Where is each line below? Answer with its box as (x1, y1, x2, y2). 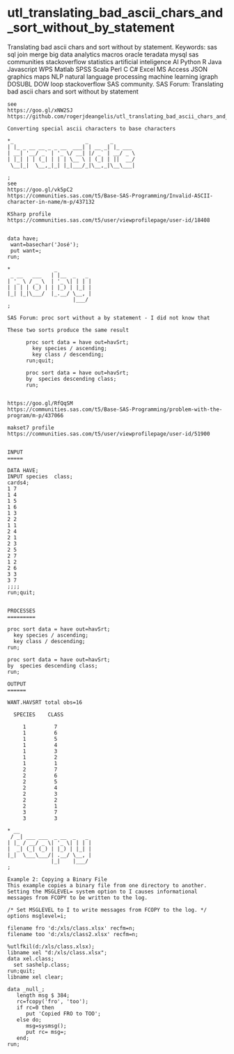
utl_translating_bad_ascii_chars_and (7, 5, 224, 21)
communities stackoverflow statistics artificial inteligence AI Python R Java (7, 57, 222, 66)
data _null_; (7, 986, 45, 993)
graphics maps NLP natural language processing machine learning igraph (7, 72, 218, 81)
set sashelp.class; (13, 961, 70, 968)
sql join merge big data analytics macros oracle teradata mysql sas (7, 50, 199, 59)
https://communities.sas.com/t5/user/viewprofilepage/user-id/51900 (7, 430, 210, 437)
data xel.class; (7, 955, 54, 962)
